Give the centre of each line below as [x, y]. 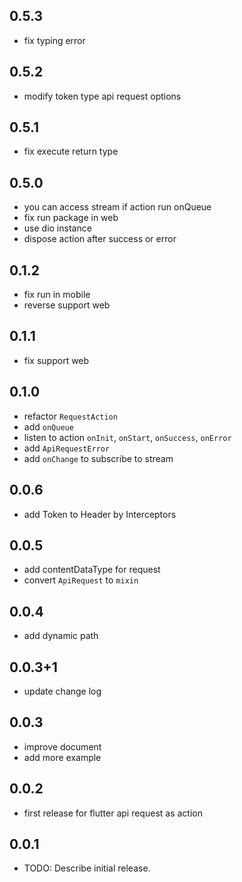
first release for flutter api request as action [113, 813]
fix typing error [54, 40]
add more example [62, 757]
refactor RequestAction [70, 416]
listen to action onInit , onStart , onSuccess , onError [127, 437]
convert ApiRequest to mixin [81, 580]
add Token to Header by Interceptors [100, 514]
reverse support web [67, 305]
